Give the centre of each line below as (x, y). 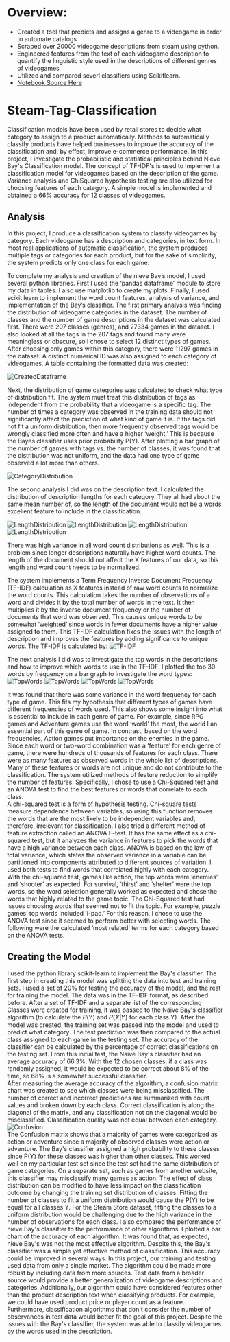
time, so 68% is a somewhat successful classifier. (77, 1076)
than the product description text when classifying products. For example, (111, 1295)
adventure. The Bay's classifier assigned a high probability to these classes (114, 1148)
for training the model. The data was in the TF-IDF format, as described (108, 995)
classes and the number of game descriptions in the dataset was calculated (114, 319)
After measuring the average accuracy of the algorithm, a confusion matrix (112, 1083)
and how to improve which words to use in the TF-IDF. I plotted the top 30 (111, 667)
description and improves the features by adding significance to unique (108, 638)
